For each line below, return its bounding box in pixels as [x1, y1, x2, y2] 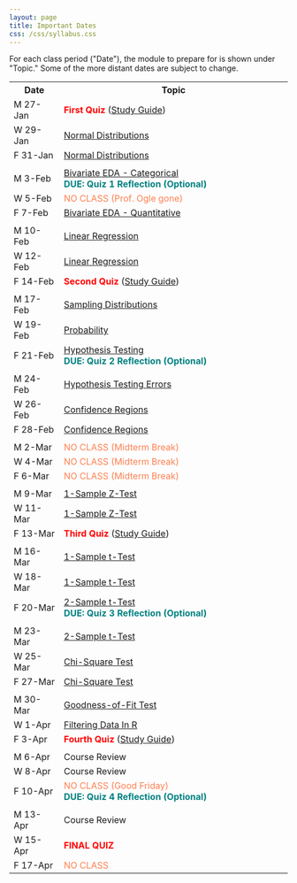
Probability [63, 324, 109, 336]
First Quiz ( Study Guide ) [63, 104, 166, 116]
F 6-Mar [13, 470, 49, 482]
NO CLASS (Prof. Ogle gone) [63, 192, 184, 204]
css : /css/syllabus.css [9, 29, 97, 38]
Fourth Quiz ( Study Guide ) [63, 733, 175, 746]
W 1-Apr [13, 718, 51, 731]
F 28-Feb [13, 424, 55, 436]
